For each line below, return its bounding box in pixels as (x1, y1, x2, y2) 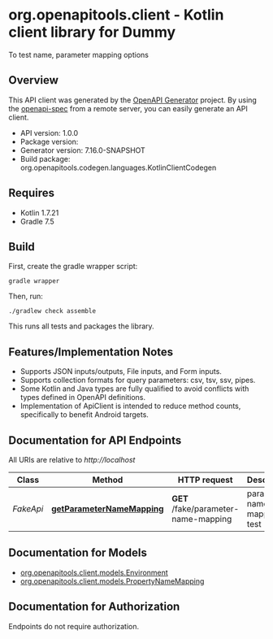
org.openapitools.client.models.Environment (19, 567, 168, 577)
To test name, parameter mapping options (8, 50, 149, 59)
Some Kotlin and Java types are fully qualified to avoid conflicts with (19, 384, 249, 393)
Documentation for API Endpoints (8, 433, 182, 447)
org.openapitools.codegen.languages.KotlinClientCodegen (19, 163, 217, 172)
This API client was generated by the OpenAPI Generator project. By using (8, 95, 258, 105)
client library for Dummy (8, 23, 176, 41)
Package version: (19, 137, 79, 146)
